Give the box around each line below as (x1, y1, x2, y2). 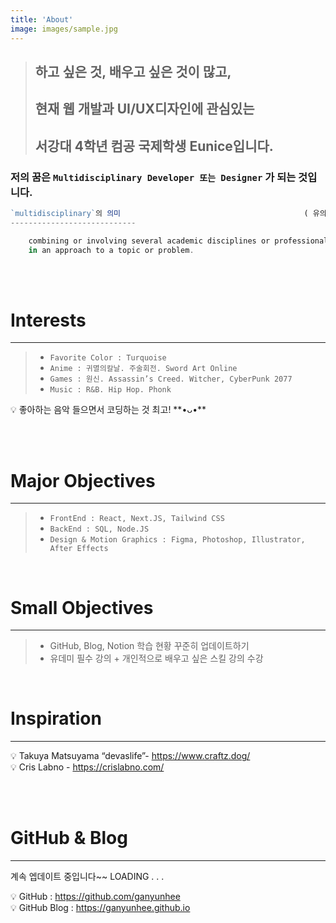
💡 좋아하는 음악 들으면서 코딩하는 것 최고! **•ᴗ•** (10, 404, 207, 416)
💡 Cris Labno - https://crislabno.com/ (10, 761, 165, 773)
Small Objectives (10, 596, 154, 619)
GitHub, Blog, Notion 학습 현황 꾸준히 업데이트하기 (49, 640, 250, 652)
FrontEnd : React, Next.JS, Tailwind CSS (49, 514, 225, 524)
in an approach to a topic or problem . (28, 245, 195, 255)
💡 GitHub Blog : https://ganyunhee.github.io (10, 902, 191, 914)
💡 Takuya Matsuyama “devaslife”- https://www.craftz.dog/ (10, 750, 251, 762)
